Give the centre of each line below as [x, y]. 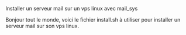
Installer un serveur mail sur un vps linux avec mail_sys [72, 8]
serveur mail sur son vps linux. [42, 26]
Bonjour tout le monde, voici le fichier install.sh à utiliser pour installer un [93, 20]
